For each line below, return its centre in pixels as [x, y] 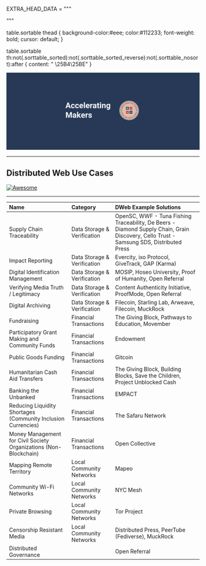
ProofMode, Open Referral [148, 293]
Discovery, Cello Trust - [145, 235]
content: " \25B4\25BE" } [60, 64]
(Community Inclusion [37, 419]
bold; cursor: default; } [35, 39]
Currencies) [24, 425]
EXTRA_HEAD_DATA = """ [39, 9]
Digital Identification [34, 272]
